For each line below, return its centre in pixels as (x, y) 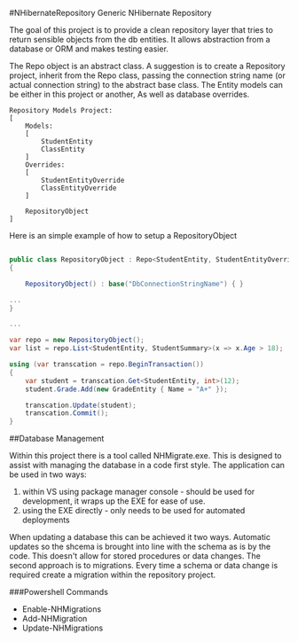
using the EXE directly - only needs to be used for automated (133, 511)
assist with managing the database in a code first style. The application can (147, 466)
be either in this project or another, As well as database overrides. (129, 94)
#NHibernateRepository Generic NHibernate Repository (110, 13)
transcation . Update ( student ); (81, 405)
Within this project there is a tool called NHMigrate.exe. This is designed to (145, 456)
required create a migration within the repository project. (113, 575)
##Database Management (57, 439)
